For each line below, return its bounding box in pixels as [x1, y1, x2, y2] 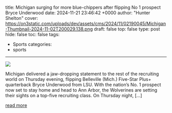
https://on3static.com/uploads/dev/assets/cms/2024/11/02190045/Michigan [5, 20, 166, 26]
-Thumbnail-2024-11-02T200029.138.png [5, 26, 93, 32]
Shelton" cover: [5, 15, 38, 21]
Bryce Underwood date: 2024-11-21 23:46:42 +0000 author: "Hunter [5, 10, 150, 16]
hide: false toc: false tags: [5, 32, 60, 37]
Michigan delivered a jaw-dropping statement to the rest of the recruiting [5, 71, 159, 77]
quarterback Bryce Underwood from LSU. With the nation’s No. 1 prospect [5, 81, 161, 88]
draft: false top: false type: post [94, 26, 160, 32]
